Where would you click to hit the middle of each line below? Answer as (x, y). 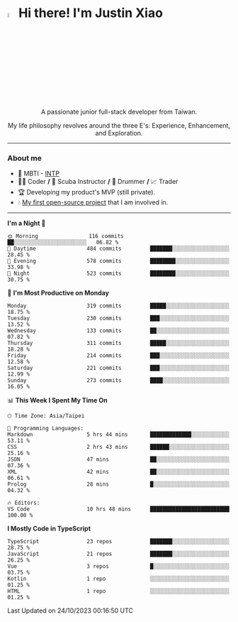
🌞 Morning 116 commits (66, 236)
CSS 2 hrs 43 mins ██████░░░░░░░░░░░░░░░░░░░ (119, 447)
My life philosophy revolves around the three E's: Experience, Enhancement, (119, 126)
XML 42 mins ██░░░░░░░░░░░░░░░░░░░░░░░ (119, 472)
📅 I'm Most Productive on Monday (58, 293)
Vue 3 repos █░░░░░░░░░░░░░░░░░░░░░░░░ (119, 567)
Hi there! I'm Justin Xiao (91, 13)
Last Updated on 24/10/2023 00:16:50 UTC (70, 611)
